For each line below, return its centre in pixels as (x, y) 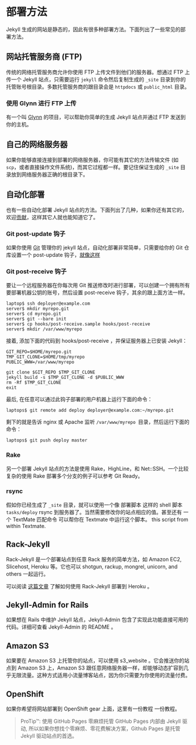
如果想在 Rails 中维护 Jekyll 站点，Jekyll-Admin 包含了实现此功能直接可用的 (97, 620)
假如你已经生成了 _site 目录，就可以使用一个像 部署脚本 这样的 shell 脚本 (94, 505)
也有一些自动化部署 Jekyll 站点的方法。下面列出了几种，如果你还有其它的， (97, 210)
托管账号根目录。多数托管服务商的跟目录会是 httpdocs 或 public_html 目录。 (98, 87)
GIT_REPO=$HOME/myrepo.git (39, 352)
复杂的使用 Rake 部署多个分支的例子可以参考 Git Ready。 (75, 476)
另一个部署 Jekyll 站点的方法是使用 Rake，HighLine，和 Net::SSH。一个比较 (97, 468)
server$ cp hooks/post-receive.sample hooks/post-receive (78, 324)
